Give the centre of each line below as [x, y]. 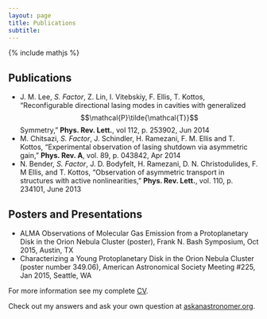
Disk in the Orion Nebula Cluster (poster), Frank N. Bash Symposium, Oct [139, 242]
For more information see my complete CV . [78, 291]
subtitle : [25, 30]
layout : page [30, 15]
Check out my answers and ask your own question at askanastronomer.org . [132, 306]
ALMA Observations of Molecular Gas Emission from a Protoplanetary [134, 233]
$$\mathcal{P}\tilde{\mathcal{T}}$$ [139, 118]
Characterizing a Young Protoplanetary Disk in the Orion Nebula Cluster [137, 258]
